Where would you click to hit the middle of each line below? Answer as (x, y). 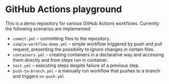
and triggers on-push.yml (38, 76)
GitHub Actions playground (64, 9)
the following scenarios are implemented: (48, 28)
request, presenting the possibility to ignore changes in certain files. (83, 49)
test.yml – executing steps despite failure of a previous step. (76, 65)
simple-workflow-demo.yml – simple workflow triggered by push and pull (87, 44)
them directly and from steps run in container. (60, 60)
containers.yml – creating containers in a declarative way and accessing (88, 55)
